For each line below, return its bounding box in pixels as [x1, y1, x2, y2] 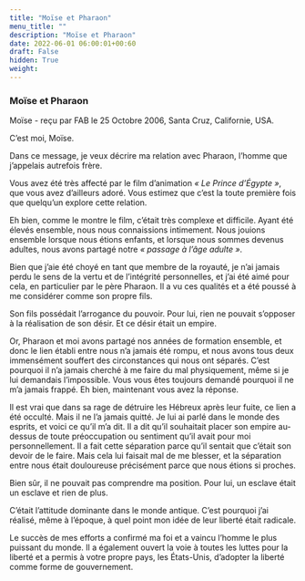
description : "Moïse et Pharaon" [9, 30, 137, 39]
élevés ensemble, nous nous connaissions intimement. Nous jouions [9, 224, 266, 235]
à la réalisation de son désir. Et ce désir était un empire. [9, 318, 217, 329]
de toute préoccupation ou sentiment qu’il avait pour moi [38, 431, 251, 442]
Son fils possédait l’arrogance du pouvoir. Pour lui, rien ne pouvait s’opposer [9, 308, 296, 319]
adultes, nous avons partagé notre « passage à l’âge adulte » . [9, 244, 243, 255]
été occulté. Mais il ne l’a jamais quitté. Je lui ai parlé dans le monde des [9, 411, 280, 422]
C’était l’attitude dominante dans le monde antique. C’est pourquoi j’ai [9, 505, 269, 516]
